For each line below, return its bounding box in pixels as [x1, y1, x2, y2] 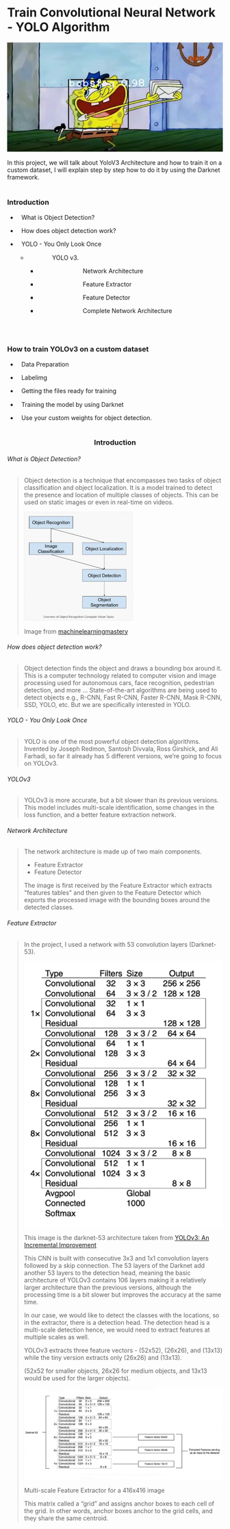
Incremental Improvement [23, 1241, 97, 1249]
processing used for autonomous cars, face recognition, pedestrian [23, 678, 214, 686]
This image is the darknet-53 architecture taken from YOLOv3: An [23, 1233, 210, 1241]
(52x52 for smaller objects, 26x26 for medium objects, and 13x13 [23, 1367, 207, 1375]
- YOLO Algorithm [7, 19, 110, 35]
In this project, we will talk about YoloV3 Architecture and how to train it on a [7, 159, 222, 167]
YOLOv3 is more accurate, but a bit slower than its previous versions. [23, 796, 219, 804]
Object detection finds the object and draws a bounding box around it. [23, 664, 222, 672]
